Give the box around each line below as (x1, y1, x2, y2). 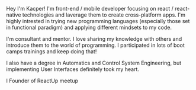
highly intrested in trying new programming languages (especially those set (6, 18, 190, 24)
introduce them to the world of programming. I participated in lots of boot (6, 41, 185, 49)
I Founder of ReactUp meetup (6, 77, 79, 84)
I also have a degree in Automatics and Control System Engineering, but (6, 59, 182, 66)
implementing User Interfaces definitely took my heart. (6, 66, 139, 73)
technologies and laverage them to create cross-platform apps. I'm (22, 11, 185, 18)
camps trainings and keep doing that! (6, 48, 97, 55)
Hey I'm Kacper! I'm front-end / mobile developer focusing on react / (6, 5, 173, 12)
